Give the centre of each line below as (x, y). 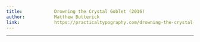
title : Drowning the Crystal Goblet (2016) (76, 11)
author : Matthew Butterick (53, 17)
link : (13, 22)
